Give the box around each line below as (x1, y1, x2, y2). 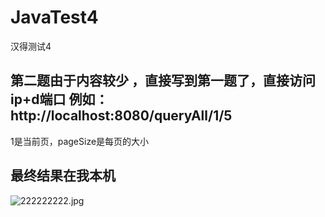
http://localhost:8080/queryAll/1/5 (10, 107, 233, 125)
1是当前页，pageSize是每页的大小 (10, 135, 150, 147)
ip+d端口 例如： (10, 91, 109, 108)
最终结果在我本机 (10, 167, 116, 185)
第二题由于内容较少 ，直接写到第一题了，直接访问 (10, 72, 316, 90)
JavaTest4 (10, 6, 99, 29)
